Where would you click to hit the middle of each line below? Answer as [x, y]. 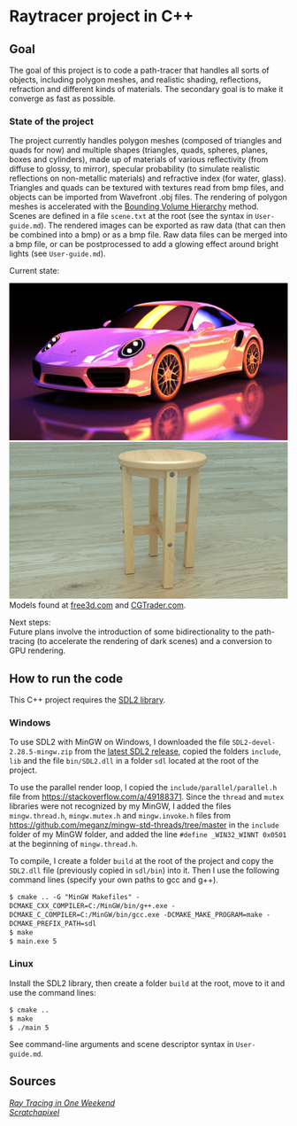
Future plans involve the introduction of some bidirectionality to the [131, 632]
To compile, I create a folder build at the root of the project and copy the [141, 861]
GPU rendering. [38, 651]
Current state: [34, 271]
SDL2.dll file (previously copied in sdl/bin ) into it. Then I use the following [145, 871]
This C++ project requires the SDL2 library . [88, 700]
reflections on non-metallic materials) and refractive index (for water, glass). [148, 178]
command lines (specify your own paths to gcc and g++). [114, 880]
